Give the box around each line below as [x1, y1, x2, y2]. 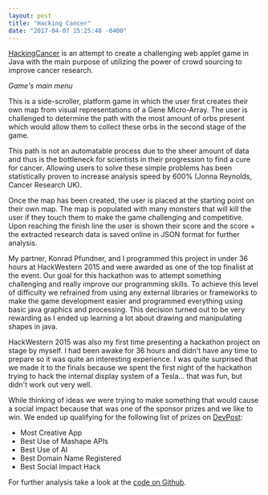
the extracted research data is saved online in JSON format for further [8, 230, 240, 239]
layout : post [8, 11, 52, 20]
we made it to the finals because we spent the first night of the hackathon [8, 363, 253, 372]
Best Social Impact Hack [19, 462, 102, 472]
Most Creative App [19, 428, 83, 437]
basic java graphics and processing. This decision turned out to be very [8, 305, 246, 315]
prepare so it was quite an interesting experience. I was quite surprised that [8, 354, 258, 364]
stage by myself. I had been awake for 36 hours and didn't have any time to [8, 346, 258, 356]
